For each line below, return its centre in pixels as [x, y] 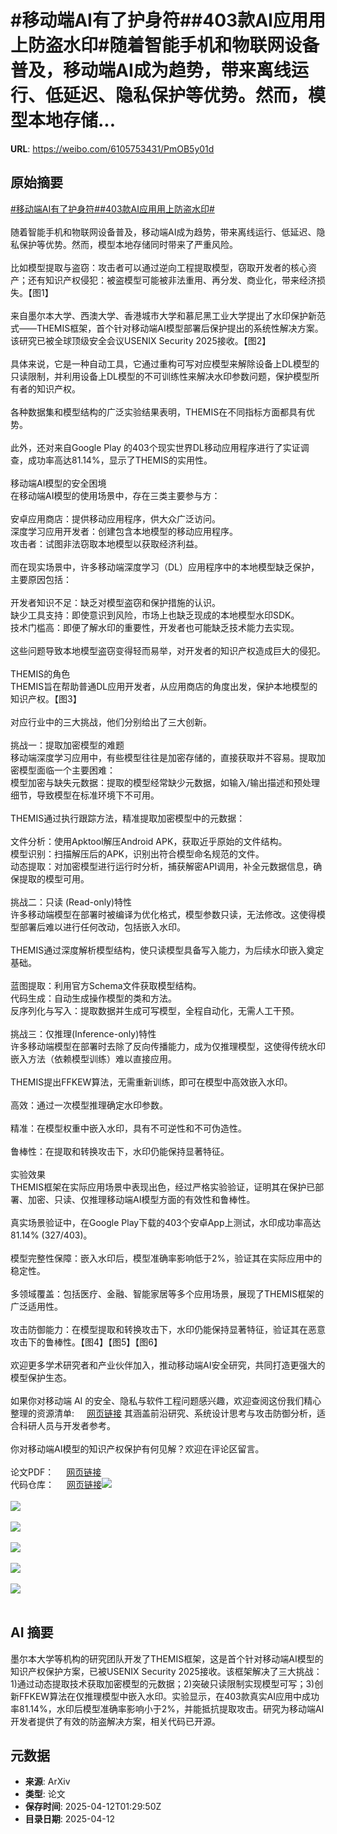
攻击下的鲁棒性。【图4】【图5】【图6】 [86, 1342]
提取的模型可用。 [54, 878]
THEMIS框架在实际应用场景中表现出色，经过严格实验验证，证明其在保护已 [163, 1187]
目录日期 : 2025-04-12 [69, 1819]
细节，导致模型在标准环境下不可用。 [85, 795]
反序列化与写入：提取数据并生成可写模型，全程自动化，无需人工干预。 [155, 1010]
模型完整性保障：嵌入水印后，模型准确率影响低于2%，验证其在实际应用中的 [166, 1258]
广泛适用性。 [36, 1306]
